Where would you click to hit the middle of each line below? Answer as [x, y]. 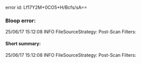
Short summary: [23, 44]
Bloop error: [21, 20]
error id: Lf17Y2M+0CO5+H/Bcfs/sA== [46, 7]
